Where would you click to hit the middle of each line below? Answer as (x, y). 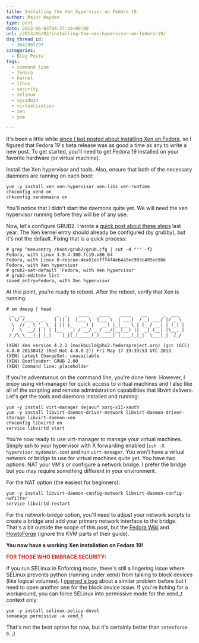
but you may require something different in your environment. (81, 471)
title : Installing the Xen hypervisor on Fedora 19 (71, 12)
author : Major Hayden (33, 17)
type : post (20, 23)
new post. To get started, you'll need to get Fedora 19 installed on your (93, 152)
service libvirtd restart (38, 504)
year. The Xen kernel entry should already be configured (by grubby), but (96, 232)
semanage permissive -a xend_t (45, 616)
